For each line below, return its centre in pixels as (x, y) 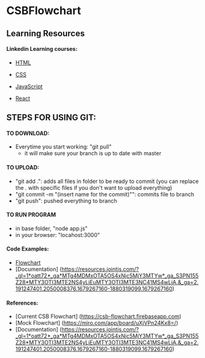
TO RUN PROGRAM (31, 215)
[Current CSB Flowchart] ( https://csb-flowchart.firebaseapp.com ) (98, 316)
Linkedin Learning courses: (42, 49)
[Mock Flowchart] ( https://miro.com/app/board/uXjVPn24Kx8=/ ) (97, 323)
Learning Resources (45, 33)
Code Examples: (28, 249)
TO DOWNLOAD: (28, 133)
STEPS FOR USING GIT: (51, 118)
